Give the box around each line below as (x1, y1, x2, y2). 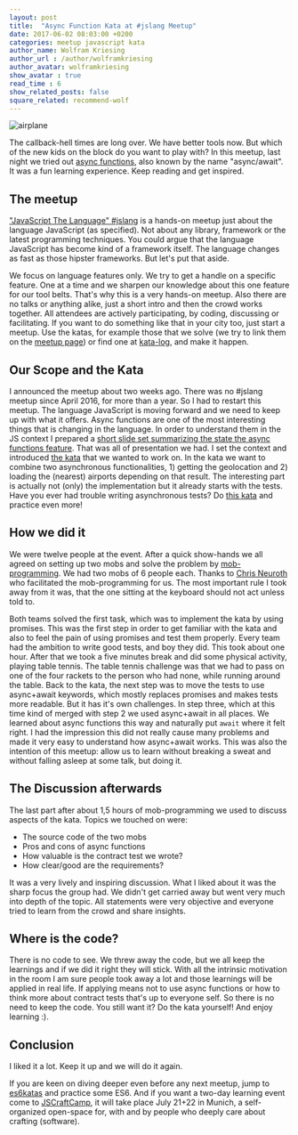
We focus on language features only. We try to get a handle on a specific (9, 271, 277, 281)
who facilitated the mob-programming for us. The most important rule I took (9, 577, 287, 588)
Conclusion (9, 1037, 75, 1052)
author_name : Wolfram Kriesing (9, 46, 125, 55)
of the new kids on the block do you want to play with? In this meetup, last (9, 147, 281, 158)
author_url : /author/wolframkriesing (9, 54, 153, 63)
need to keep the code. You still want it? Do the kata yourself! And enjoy (9, 1002, 273, 1013)
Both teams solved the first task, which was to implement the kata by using (9, 613, 285, 624)
